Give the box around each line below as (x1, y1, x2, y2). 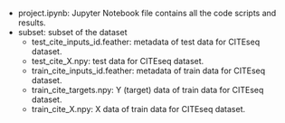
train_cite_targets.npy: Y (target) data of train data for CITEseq (31, 85, 264, 95)
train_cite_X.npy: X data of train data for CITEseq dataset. (31, 104, 246, 114)
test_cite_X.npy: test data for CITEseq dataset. (31, 56, 204, 66)
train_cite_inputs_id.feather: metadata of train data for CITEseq (31, 65, 266, 76)
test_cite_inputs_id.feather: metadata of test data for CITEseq (31, 36, 261, 47)
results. (17, 17, 47, 28)
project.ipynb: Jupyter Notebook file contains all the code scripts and (17, 8, 277, 18)
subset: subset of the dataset (17, 27, 128, 37)
